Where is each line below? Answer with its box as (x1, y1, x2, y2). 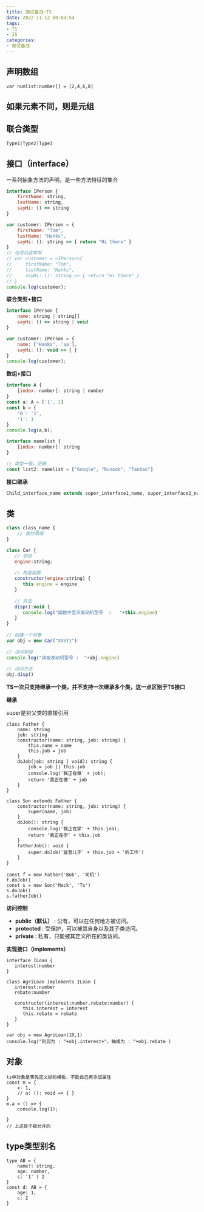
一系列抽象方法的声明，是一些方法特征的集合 (6, 176, 118, 183)
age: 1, (17, 1190, 36, 1196)
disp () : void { (14, 604, 50, 610)
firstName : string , (17, 194, 67, 200)
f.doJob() (6, 877, 32, 883)
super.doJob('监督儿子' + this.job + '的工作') (28, 849, 144, 856)
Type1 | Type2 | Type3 (6, 140, 53, 146)
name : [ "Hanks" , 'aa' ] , (17, 341, 78, 347)
